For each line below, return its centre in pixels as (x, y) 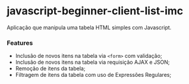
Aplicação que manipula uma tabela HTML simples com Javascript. (89, 27)
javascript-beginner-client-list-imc (95, 11)
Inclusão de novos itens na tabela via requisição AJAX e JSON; (92, 62)
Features (20, 43)
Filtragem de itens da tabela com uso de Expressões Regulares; (93, 75)
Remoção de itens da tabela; (50, 69)
